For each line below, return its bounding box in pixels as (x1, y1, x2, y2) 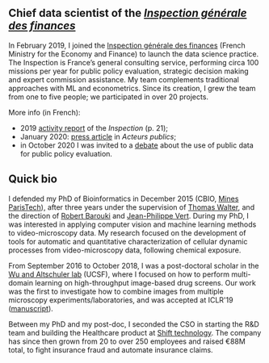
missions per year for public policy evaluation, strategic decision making (8, 66, 249, 76)
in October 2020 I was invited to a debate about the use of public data (19, 140, 254, 150)
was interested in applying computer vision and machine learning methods (8, 219, 257, 229)
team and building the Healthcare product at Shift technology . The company (8, 328, 262, 337)
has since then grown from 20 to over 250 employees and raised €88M (8, 336, 246, 346)
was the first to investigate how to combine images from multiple (8, 286, 224, 296)
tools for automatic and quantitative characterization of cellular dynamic (8, 236, 248, 246)
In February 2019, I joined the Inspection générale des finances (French (8, 40, 246, 50)
